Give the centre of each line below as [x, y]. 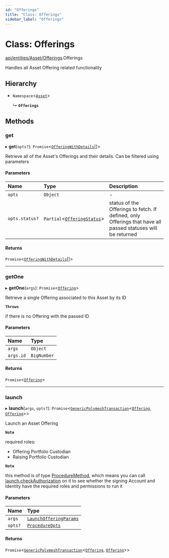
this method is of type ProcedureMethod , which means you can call [75, 476]
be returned [123, 234]
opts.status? [23, 219]
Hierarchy [21, 83]
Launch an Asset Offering [32, 423]
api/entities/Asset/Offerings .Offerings [44, 58]
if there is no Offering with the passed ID [47, 316]
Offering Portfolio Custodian [41, 452]
